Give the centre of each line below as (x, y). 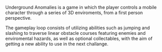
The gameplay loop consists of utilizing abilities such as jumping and (77, 28)
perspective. (18, 18)
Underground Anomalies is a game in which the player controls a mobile (81, 7)
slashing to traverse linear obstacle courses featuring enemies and (75, 33)
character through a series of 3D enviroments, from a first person (74, 13)
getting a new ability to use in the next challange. (57, 44)
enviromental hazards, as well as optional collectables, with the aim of (79, 38)
